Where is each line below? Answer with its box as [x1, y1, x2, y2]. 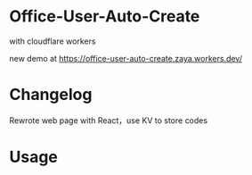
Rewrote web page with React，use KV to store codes [9, 114, 207, 126]
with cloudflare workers [9, 36, 96, 46]
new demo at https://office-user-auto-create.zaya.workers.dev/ [9, 53, 243, 63]
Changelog [9, 85, 93, 104]
